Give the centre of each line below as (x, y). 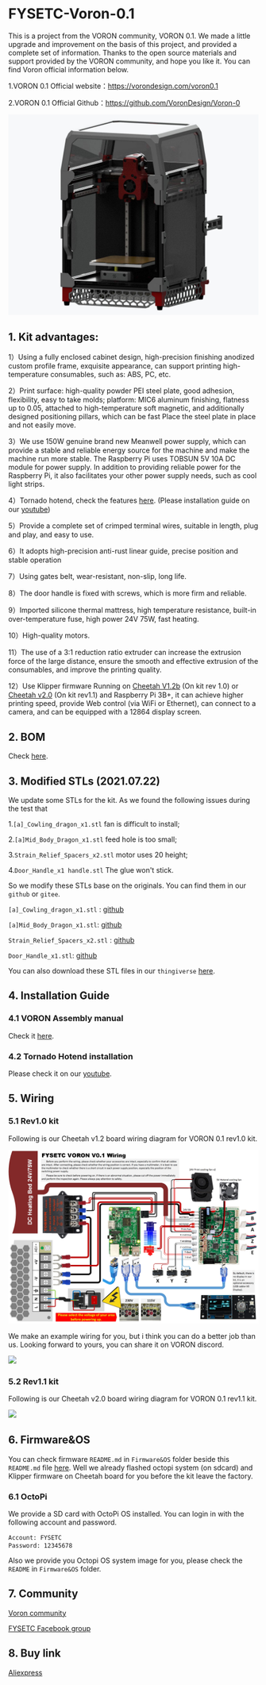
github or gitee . (35, 893)
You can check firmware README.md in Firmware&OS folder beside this (119, 1459)
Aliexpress (25, 1672)
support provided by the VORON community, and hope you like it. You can (129, 61)
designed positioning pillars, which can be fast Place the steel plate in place (132, 417)
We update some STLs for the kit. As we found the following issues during (129, 800)
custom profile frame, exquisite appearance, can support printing (115, 366)
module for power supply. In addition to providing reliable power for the (125, 467)
